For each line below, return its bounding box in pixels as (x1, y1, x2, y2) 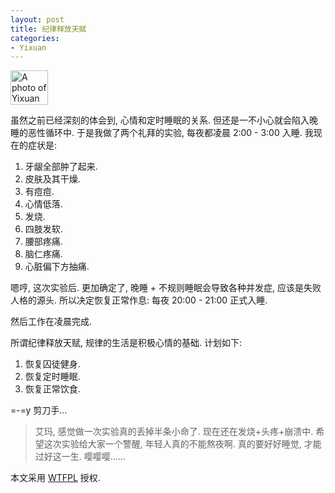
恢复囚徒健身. (24, 358, 81, 370)
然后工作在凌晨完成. (10, 316, 93, 328)
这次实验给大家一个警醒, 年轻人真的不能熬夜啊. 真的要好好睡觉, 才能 (43, 438, 322, 450)
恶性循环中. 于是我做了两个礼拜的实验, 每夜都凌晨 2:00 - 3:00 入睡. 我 (27, 127, 314, 139)
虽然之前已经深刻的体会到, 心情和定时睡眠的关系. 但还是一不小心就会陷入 (10, 114, 310, 126)
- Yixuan (10, 42, 47, 53)
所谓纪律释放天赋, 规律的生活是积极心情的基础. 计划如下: (10, 337, 242, 349)
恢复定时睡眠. (24, 371, 81, 383)
